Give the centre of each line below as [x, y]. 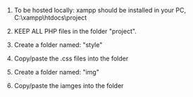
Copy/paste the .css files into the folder [71, 58]
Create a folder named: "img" [57, 72]
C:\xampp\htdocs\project [50, 18]
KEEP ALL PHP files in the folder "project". [75, 31]
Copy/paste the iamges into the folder [69, 86]
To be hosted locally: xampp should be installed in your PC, [100, 10]
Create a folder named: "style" [58, 45]
